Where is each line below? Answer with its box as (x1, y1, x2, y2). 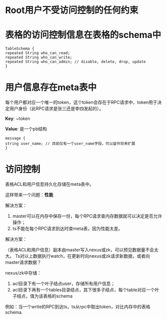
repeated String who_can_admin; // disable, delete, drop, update (5, 59, 146, 64)
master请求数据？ (5, 259, 41, 265)
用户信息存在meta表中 (5, 82, 97, 93)
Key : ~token (5, 115, 30, 121)
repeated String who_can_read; (5, 50, 70, 55)
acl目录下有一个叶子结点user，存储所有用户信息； (12, 280, 116, 286)
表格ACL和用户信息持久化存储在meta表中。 (5, 181, 94, 187)
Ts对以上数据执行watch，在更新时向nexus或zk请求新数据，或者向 (14, 253, 151, 259)
